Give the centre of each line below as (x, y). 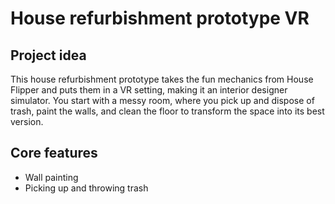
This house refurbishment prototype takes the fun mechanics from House (162, 79)
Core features (54, 153)
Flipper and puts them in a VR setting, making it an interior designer (149, 90)
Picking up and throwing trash (86, 188)
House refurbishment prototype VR (160, 18)
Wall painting (51, 177)
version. (27, 121)
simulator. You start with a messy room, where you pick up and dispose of (162, 100)
